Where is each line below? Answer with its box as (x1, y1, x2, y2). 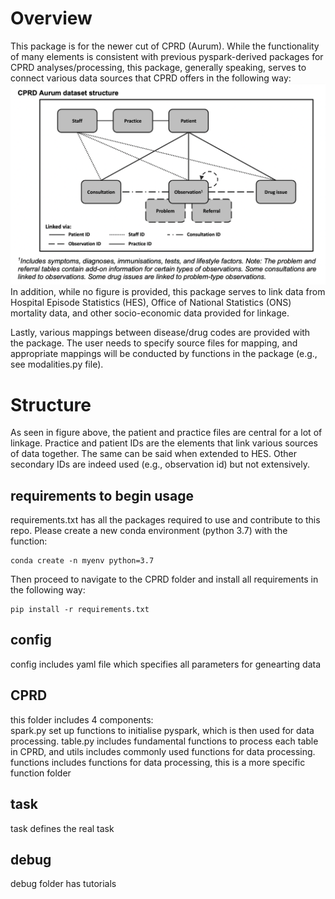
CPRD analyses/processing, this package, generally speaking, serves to (10, 61, 307, 73)
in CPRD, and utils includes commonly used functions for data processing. (10, 745, 316, 757)
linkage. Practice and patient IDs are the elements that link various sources (10, 437, 318, 449)
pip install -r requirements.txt (10, 605, 150, 615)
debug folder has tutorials (10, 878, 117, 890)
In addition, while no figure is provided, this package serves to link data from (10, 286, 326, 298)
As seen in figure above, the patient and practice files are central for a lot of (10, 427, 323, 439)
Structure (10, 393, 92, 416)
